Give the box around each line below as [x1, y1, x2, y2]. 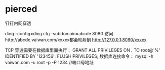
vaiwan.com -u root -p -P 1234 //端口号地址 [5, 59, 94, 65]
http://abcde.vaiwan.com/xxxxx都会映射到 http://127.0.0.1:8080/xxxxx [5, 37, 147, 43]
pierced [5, 3, 38, 15]
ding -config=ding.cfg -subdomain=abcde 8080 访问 [5, 30, 114, 36]
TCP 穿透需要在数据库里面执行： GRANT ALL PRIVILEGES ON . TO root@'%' [5, 47, 161, 53]
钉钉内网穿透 [5, 20, 31, 26]
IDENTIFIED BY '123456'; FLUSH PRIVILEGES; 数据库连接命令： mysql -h [5, 53, 154, 59]
